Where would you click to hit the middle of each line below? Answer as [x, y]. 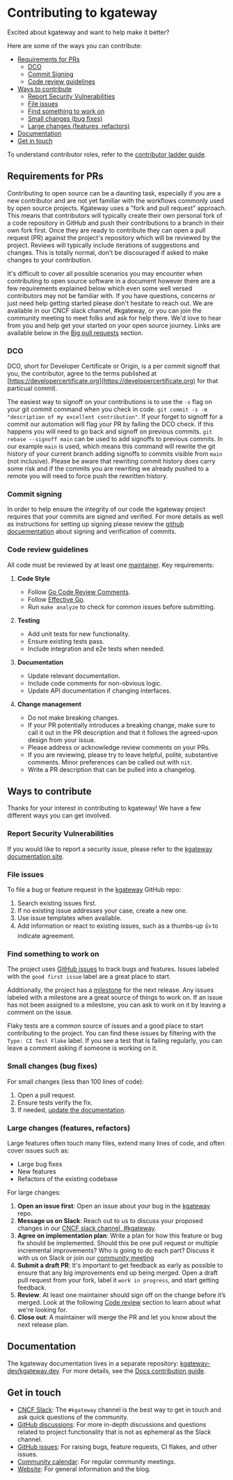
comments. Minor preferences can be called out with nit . [110, 762]
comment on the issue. [40, 1012]
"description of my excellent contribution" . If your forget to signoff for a [115, 417]
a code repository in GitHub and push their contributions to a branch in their [116, 223]
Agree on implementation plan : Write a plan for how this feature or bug [120, 1235]
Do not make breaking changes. [73, 718]
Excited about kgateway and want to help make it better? [88, 32]
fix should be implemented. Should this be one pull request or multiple [118, 1243]
